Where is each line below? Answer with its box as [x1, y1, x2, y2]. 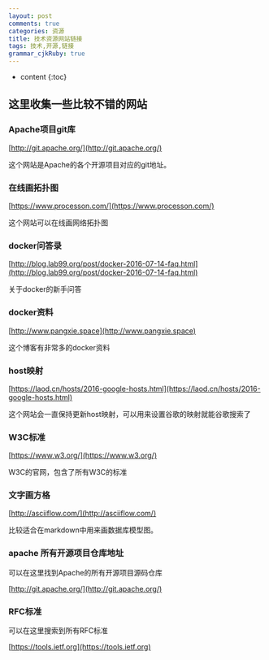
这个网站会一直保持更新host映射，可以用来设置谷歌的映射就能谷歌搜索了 [8, 409, 251, 419]
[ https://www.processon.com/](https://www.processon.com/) [8, 201, 215, 211]
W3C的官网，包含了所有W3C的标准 [8, 467, 128, 477]
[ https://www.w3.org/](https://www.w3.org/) [8, 450, 157, 460]
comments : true [8, 20, 60, 28]
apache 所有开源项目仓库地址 [8, 548, 124, 559]
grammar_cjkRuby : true [8, 50, 85, 58]
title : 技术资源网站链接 [8, 34, 83, 43]
